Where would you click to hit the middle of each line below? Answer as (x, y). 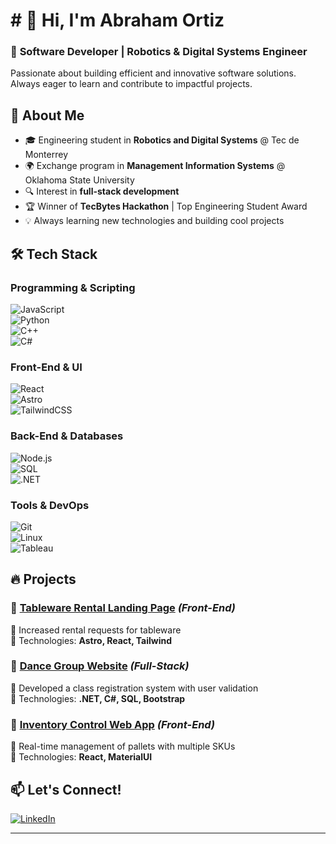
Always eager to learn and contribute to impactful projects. (131, 84)
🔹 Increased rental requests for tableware (96, 630)
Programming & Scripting (73, 287)
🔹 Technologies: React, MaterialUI (81, 757)
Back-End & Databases (67, 436)
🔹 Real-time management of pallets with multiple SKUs (123, 746)
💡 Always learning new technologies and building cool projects (154, 221)
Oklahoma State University (79, 180)
